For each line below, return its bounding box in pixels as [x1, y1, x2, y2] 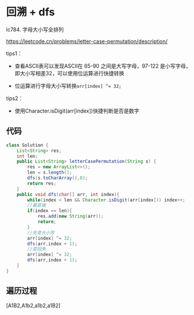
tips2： [6, 95, 24, 102]
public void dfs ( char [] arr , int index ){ [16, 191, 119, 197]
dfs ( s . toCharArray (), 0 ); [27, 175, 88, 181]
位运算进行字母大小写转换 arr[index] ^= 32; [14, 82, 122, 89]
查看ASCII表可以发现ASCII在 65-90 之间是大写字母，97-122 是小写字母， [14, 62, 191, 69]
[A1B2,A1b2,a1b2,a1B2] [6, 301, 61, 309]
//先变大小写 [27, 230, 55, 236]
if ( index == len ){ [27, 208, 72, 214]
